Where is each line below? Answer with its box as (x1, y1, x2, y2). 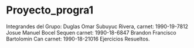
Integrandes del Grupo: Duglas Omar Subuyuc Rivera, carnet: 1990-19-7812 (6, 23, 189, 30)
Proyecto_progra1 (6, 4, 94, 17)
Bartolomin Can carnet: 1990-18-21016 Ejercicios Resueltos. (6, 35, 150, 42)
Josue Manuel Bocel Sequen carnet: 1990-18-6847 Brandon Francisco (6, 29, 177, 36)
